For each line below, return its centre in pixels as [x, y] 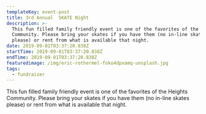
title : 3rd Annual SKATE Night [48, 18]
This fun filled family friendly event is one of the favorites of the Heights [97, 91]
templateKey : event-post [38, 12]
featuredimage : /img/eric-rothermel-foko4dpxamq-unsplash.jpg [87, 63]
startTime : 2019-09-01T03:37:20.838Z [55, 52]
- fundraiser [29, 74]
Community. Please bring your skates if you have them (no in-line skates [98, 98]
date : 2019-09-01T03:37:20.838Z [48, 46]
